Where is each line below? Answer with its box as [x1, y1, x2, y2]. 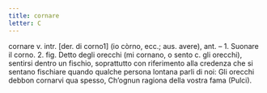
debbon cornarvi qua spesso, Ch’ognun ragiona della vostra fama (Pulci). [8, 75, 252, 85]
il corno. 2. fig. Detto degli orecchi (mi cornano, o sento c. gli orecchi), [8, 50, 243, 59]
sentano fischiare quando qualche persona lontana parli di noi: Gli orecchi [8, 67, 255, 76]
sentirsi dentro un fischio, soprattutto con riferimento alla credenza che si [8, 58, 253, 68]
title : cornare [8, 11, 60, 20]
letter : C [8, 19, 42, 27]
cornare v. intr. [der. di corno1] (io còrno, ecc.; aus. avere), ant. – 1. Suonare [8, 41, 259, 51]
